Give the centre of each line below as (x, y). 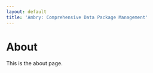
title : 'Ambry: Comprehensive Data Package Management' (77, 17)
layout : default (26, 12)
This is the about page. (34, 63)
